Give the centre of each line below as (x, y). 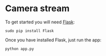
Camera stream (37, 9)
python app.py (20, 49)
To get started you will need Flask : (40, 22)
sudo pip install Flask (30, 31)
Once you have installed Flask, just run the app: (53, 40)
